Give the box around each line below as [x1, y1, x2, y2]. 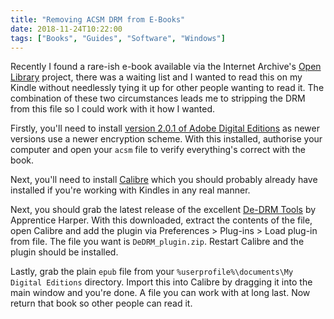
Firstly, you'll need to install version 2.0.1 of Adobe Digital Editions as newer [10, 122, 320, 135]
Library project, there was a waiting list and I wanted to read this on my [10, 71, 303, 83]
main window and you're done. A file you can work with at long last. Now [10, 287, 311, 299]
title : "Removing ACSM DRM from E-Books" [10, 14, 186, 25]
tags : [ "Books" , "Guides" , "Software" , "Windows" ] [10, 33, 226, 43]
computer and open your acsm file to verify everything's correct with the [10, 144, 306, 156]
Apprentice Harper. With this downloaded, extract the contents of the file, [10, 214, 313, 226]
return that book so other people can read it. [10, 297, 193, 310]
